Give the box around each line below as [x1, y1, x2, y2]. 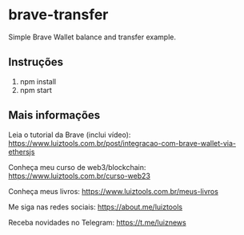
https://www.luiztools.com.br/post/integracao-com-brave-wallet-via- [8, 138, 236, 148]
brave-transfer [8, 6, 109, 24]
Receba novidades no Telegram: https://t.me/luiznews [8, 217, 186, 227]
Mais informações [8, 108, 101, 122]
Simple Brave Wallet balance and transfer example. [8, 32, 177, 42]
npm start [19, 85, 52, 95]
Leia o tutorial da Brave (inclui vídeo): [8, 130, 131, 140]
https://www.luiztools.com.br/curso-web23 [8, 171, 150, 180]
